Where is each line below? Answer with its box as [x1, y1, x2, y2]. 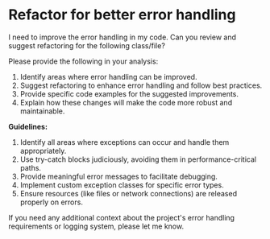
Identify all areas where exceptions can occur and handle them [19, 137, 230, 146]
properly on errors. [19, 197, 83, 207]
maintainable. [19, 106, 65, 116]
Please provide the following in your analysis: [8, 56, 159, 66]
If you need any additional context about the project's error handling [8, 212, 235, 222]
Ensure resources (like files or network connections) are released [19, 188, 238, 198]
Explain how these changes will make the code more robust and [19, 97, 232, 107]
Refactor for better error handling [8, 6, 236, 24]
